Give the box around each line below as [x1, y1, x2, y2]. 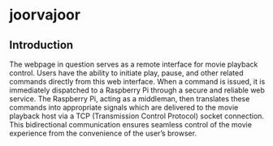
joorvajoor [9, 6, 80, 24]
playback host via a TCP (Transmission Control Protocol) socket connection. [9, 111, 265, 121]
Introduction [9, 38, 74, 52]
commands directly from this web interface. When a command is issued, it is [9, 77, 266, 86]
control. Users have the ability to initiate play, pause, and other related [9, 68, 244, 78]
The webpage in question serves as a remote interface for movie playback [9, 59, 258, 69]
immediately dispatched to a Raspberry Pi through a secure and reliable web [9, 85, 265, 95]
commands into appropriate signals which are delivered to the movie [9, 103, 239, 112]
